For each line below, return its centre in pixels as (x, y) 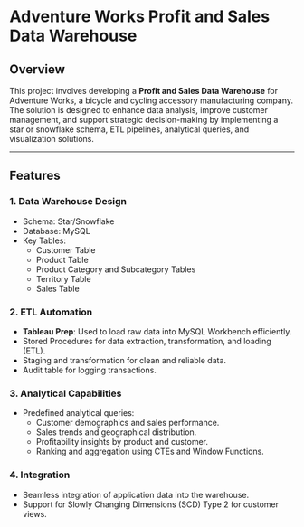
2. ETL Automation (51, 312)
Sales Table (57, 288)
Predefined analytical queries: (78, 413)
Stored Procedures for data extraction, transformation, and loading (147, 341)
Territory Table (64, 278)
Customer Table (66, 249)
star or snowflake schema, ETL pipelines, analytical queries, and (129, 129)
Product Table (62, 259)
